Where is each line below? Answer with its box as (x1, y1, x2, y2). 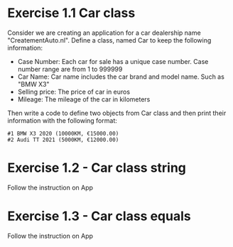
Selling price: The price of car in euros (17, 87, 130, 96)
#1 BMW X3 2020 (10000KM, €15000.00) (7, 130, 119, 137)
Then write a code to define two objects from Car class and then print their (7, 109, 227, 117)
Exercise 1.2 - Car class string (7, 160, 187, 176)
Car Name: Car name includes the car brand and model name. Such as (17, 72, 225, 81)
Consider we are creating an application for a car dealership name (7, 28, 201, 37)
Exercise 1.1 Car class (7, 5, 136, 21)
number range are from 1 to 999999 (17, 65, 123, 73)
